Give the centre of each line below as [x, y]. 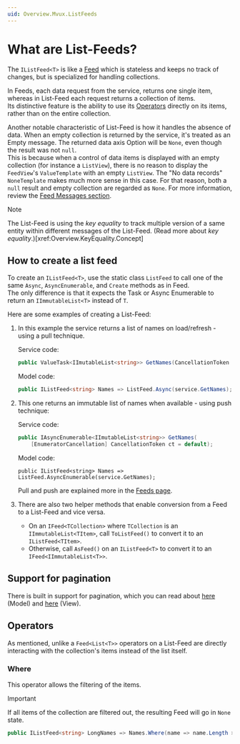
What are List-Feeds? [72, 49]
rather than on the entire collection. [59, 113]
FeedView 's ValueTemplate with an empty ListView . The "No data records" [115, 173]
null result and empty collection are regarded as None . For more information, [120, 188]
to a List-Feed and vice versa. [61, 512]
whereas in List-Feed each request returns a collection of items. [101, 98]
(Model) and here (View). [44, 603]
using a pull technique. [51, 336]
